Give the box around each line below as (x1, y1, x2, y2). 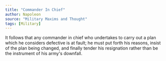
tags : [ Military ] (5, 21, 41, 26)
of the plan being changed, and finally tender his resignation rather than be (5, 45, 159, 51)
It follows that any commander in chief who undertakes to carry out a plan (5, 35, 156, 41)
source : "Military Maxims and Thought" (5, 16, 88, 21)
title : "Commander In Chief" (5, 7, 65, 12)
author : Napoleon (5, 12, 41, 17)
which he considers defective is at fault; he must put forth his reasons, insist (5, 40, 161, 46)
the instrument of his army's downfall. (5, 51, 83, 57)
